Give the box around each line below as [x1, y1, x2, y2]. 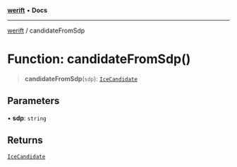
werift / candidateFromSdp [7, 26, 85, 35]
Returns [7, 134, 44, 146]
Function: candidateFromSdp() [7, 51, 191, 67]
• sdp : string [7, 113, 47, 122]
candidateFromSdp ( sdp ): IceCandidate [24, 74, 138, 83]
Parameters [7, 95, 60, 107]
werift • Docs [7, 6, 48, 14]
